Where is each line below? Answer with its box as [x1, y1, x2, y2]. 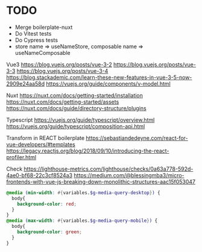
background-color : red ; [17, 201, 77, 207]
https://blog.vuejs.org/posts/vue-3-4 [16, 67, 109, 74]
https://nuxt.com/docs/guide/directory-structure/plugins [6, 104, 147, 112]
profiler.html [6, 153, 37, 160]
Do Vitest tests [14, 30, 52, 37]
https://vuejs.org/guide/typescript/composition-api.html [6, 122, 145, 130]
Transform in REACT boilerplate [6, 134, 85, 142]
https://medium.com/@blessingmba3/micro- [74, 171, 185, 178]
